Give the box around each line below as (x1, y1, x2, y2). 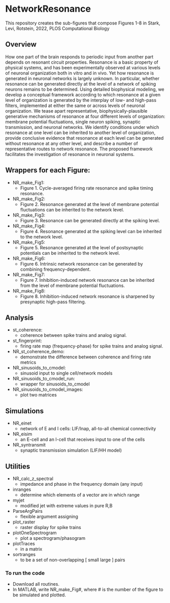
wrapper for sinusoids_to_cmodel (20, 381, 90, 387)
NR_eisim (12, 431, 32, 437)
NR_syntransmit (12, 442, 46, 448)
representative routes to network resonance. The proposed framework (5, 146, 153, 152)
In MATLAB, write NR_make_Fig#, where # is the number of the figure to (12, 587, 163, 593)
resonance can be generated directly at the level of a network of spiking (5, 81, 156, 87)
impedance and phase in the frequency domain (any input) (20, 481, 143, 487)
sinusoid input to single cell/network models (20, 370, 113, 376)
